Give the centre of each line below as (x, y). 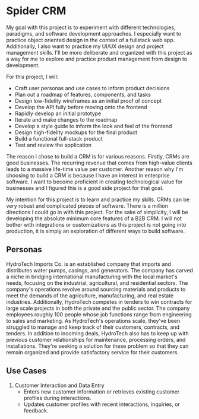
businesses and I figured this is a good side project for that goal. (85, 188)
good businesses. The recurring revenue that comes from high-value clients (99, 163)
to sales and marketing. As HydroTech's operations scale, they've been (93, 320)
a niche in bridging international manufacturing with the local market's (92, 277)
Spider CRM (36, 11)
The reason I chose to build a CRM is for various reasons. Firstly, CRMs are (98, 156)
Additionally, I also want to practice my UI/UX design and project (85, 46)
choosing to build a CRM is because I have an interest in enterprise (88, 175)
